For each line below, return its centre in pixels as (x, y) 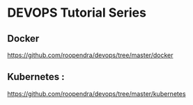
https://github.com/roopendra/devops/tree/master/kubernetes (96, 94)
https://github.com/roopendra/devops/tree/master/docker (90, 55)
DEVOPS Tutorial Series (77, 13)
